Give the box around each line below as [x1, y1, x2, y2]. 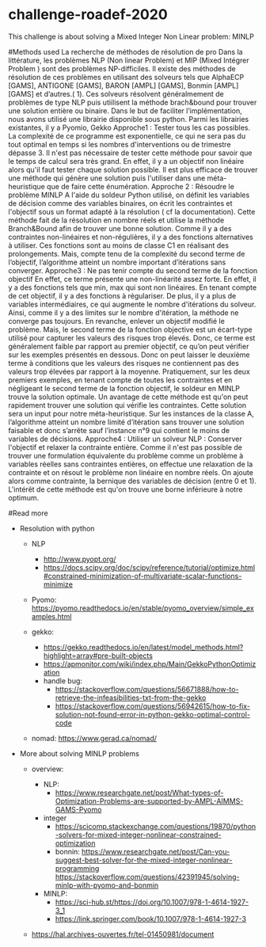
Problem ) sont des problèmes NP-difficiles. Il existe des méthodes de [8, 63, 236, 73]
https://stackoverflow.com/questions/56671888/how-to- [55, 684, 239, 694]
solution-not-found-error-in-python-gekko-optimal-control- [55, 709, 251, 719]
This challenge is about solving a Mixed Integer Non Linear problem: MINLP [8, 32, 255, 41]
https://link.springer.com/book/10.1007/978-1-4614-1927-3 [55, 914, 247, 923]
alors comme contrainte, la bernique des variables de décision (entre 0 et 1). [8, 476, 257, 485]
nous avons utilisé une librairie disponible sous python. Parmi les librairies [8, 114, 249, 124]
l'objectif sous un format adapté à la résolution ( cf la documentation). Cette [8, 207, 256, 216]
